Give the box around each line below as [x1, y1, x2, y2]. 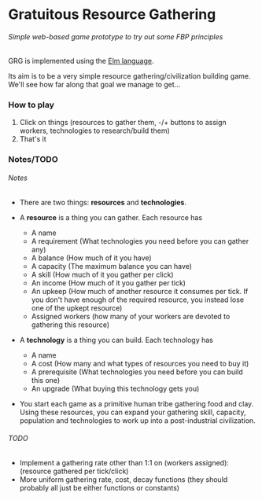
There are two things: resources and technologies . [19, 197, 187, 207]
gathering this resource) [31, 320, 110, 329]
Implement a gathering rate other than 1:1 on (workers [19, 458, 194, 468]
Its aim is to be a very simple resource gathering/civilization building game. [8, 72, 251, 81]
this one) [31, 375, 61, 384]
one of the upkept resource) [31, 303, 123, 312]
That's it [19, 134, 47, 143]
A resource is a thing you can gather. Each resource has [19, 212, 203, 222]
